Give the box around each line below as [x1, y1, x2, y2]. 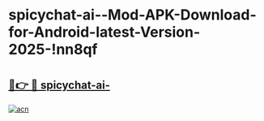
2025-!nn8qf [8, 41, 99, 58]
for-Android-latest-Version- [8, 23, 201, 41]
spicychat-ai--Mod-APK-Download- [8, 6, 257, 24]
